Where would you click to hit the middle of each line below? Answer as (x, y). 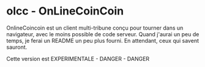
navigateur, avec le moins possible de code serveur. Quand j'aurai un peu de (103, 34)
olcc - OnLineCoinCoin (65, 11)
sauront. (17, 47)
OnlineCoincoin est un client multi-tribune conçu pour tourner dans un (95, 28)
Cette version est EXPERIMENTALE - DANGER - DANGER (78, 59)
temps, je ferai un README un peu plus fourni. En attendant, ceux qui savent (102, 40)
